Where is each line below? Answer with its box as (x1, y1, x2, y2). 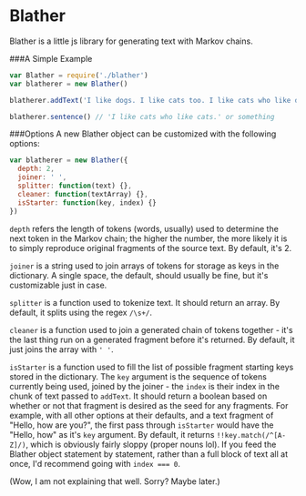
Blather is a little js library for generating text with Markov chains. (9, 35, 253, 46)
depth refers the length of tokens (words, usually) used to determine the (9, 223, 280, 234)
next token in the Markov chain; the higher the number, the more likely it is (9, 233, 288, 244)
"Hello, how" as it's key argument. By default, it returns (9, 429, 215, 440)
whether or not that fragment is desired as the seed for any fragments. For (9, 400, 289, 410)
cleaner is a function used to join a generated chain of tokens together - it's (9, 324, 293, 335)
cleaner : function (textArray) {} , (17, 189, 148, 198)
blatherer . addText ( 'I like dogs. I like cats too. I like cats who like (9, 96, 291, 105)
